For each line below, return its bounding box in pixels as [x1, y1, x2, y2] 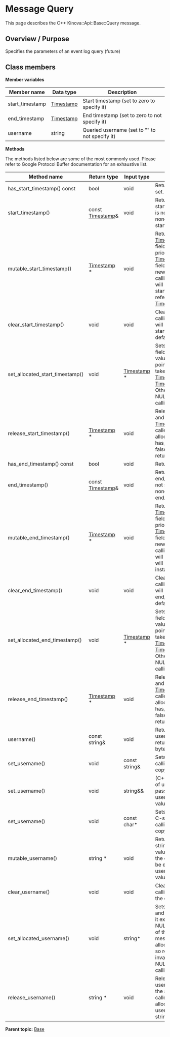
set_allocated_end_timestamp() [8, 637, 82, 644]
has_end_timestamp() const [8, 460, 74, 467]
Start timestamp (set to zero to [82, 97, 155, 104]
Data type [52, 89, 77, 96]
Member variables [5, 76, 45, 82]
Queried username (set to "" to [82, 126, 156, 133]
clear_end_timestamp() [8, 587, 63, 594]
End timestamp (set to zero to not [82, 111, 162, 119]
